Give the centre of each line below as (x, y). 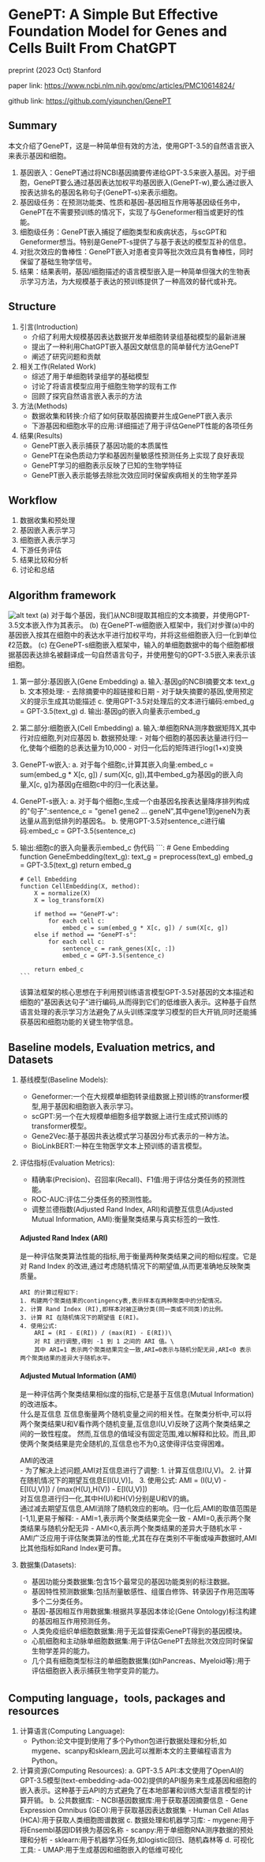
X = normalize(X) (62, 893)
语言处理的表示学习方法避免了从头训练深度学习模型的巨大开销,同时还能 (134, 1012)
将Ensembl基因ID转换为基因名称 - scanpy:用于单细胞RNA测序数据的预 (133, 1830)
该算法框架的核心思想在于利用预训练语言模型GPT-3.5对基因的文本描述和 (136, 992)
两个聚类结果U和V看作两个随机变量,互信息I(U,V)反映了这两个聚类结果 (132, 1424)
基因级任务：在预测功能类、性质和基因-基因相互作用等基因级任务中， (132, 202)
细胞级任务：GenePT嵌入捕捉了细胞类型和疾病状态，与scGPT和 (123, 232)
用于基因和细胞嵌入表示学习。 (89, 1106)
